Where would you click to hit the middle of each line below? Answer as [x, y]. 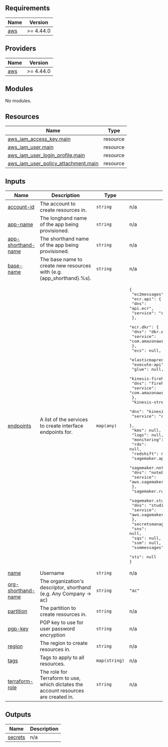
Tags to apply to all [62, 657]
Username [52, 573]
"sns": [139, 529]
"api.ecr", [141, 308]
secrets [16, 737]
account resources [62, 691]
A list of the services [64, 419]
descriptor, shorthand [65, 587]
